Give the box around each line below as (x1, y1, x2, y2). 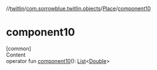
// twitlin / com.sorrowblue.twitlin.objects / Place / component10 (6, 5, 151, 12)
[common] (6, 45, 31, 52)
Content (6, 51, 26, 58)
